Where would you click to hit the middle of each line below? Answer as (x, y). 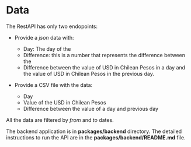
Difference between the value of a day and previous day (91, 108)
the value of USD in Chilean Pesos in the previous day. (89, 73)
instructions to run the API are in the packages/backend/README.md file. (96, 137)
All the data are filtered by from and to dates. (60, 120)
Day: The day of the (47, 49)
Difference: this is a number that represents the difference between (104, 55)
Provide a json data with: (44, 37)
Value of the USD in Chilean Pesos (65, 102)
